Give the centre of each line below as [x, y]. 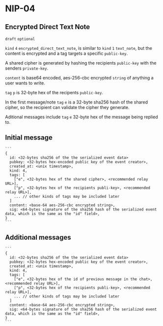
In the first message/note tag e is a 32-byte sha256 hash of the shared [77, 102]
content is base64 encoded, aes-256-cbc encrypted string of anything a [79, 78]
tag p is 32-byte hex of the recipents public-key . [54, 92]
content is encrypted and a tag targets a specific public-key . [67, 53]
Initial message [29, 138]
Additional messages [38, 237]
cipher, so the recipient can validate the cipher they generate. [67, 107]
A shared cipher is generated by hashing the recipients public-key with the [81, 63]
